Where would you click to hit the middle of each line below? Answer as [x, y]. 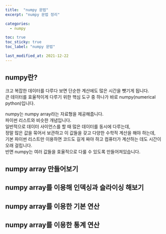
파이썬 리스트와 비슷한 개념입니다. [38, 120]
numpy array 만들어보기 [42, 169]
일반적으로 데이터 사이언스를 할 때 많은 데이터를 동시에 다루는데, [68, 126]
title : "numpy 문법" [27, 10]
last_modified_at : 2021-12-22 [37, 56]
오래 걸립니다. [19, 145]
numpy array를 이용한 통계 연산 [52, 225]
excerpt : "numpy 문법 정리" [33, 15]
